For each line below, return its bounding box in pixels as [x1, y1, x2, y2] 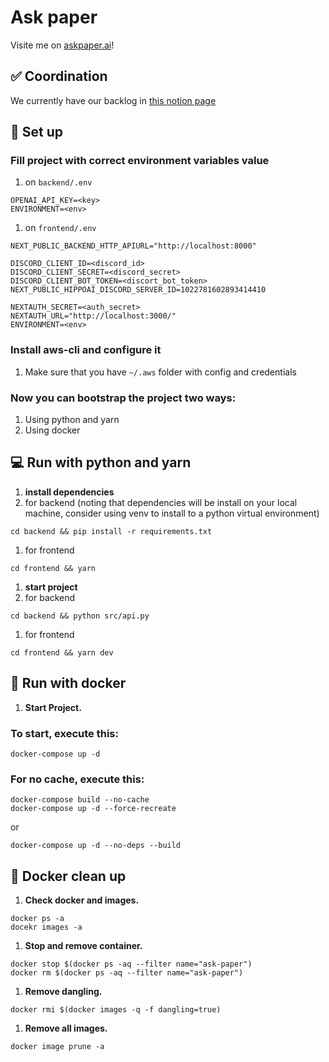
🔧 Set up [10, 124, 63, 141]
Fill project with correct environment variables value [10, 154, 270, 168]
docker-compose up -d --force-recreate [10, 804, 177, 814]
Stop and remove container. [24, 940, 143, 952]
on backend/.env [24, 176, 93, 188]
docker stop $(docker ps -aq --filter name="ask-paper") [10, 959, 253, 970]
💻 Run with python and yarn [10, 454, 192, 471]
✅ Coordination [10, 68, 108, 85]
